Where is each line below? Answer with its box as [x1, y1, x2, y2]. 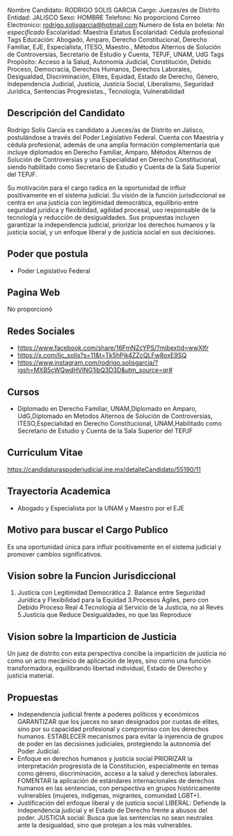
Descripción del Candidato [7, 107, 125, 119]
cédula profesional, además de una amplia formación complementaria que [7, 140, 220, 149]
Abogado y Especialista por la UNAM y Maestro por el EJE [17, 504, 184, 512]
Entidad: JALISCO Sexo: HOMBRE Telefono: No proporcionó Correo [7, 13, 200, 22]
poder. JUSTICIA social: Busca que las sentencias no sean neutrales [17, 813, 214, 821]
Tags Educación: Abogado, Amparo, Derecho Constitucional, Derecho [7, 35, 207, 44]
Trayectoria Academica [7, 485, 111, 497]
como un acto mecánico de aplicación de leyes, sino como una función [7, 657, 211, 665]
